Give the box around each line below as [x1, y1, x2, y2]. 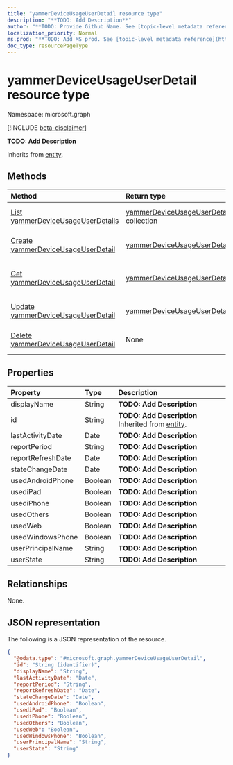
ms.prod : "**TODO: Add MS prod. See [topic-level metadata [7, 36, 182, 43]
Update [10, 301, 35, 311]
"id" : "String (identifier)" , [13, 661, 101, 669]
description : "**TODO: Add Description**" [7, 17, 132, 24]
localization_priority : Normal [7, 29, 98, 37]
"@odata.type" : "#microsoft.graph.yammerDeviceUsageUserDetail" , [13, 655, 207, 662]
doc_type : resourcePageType [7, 42, 89, 49]
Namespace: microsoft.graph [7, 110, 91, 118]
